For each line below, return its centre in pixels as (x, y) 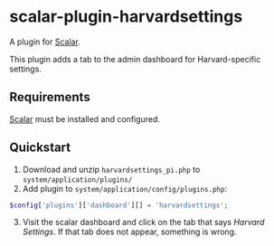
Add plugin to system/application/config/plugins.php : (125, 188)
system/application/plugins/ (77, 180)
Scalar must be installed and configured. (85, 118)
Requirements (50, 97)
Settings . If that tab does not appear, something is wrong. (129, 232)
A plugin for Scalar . (45, 42)
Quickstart (40, 148)
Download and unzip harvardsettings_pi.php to (111, 169)
